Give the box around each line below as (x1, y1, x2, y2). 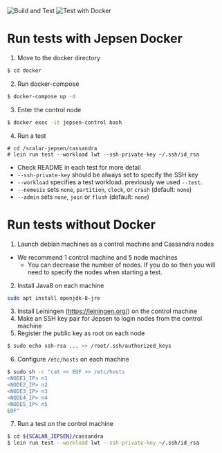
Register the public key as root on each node (17, 329, 145, 337)
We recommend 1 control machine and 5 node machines (17, 253, 178, 261)
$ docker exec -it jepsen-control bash (7, 118, 122, 126)
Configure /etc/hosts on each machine (17, 355, 129, 364)
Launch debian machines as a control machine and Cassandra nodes (17, 240, 214, 248)
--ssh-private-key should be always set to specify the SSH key (17, 170, 198, 179)
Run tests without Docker (7, 217, 156, 232)
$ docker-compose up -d (7, 93, 76, 100)
